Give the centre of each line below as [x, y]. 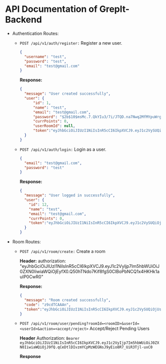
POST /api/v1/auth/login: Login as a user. [63, 149]
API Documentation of [51, 9]
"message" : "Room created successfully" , [67, 300]
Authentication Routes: [36, 33]
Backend [23, 20]
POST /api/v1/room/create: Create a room [62, 251]
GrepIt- [115, 9]
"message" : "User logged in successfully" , [69, 195]
